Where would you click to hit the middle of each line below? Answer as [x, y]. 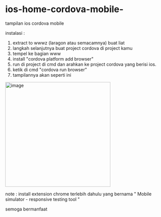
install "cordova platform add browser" [53, 59]
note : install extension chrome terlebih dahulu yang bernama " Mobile [78, 194]
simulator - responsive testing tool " [43, 199]
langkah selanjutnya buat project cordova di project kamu [72, 48]
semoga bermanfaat [26, 209]
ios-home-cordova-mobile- [65, 9]
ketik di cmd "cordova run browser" [50, 70]
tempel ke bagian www [37, 53]
